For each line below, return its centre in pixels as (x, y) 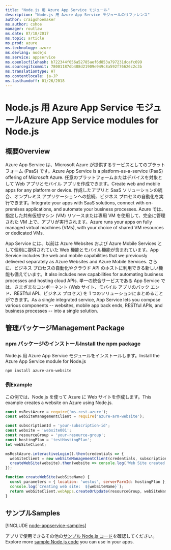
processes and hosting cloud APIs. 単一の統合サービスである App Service (82, 281)
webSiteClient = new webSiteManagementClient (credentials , (74, 459)
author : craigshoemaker (31, 19)
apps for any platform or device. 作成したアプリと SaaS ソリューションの (82, 190)
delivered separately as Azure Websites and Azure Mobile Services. (76, 261)
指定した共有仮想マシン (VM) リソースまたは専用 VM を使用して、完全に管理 (85, 215)
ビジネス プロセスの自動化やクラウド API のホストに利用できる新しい (86, 268)
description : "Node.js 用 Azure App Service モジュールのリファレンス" (78, 15)
